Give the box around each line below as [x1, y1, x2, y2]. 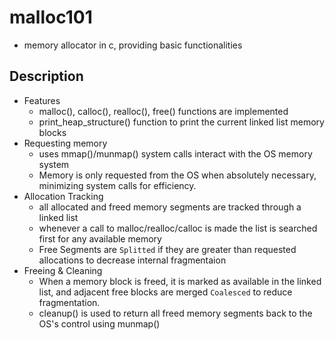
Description [9, 68, 84, 85]
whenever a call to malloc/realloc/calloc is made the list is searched [38, 222, 318, 234]
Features [23, 94, 61, 106]
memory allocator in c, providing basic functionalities [23, 39, 243, 51]
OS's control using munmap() [38, 317, 161, 330]
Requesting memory [23, 137, 108, 149]
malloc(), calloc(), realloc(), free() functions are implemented [38, 105, 289, 117]
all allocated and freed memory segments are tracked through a [38, 201, 302, 213]
